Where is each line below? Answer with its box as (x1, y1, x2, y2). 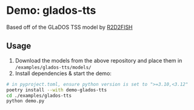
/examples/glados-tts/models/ (15, 64, 92, 70)
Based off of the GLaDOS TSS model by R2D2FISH (6, 23, 133, 31)
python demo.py (6, 98, 45, 104)
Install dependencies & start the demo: (15, 70, 112, 77)
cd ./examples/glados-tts (6, 93, 72, 99)
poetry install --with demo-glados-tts (6, 87, 107, 93)
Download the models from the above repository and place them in (15, 57, 182, 64)
